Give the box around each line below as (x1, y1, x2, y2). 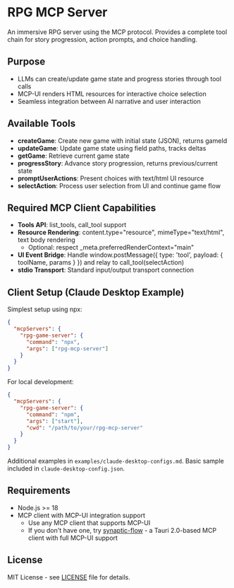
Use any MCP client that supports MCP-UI (27, 518, 151, 527)
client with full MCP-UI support (27, 534, 118, 542)
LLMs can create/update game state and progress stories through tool (17, 74, 222, 83)
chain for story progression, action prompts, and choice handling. (7, 35, 197, 43)
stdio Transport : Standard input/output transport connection (17, 266, 194, 275)
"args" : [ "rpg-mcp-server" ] (25, 345, 109, 352)
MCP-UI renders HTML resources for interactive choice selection (17, 89, 207, 98)
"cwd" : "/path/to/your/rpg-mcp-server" (25, 424, 143, 432)
